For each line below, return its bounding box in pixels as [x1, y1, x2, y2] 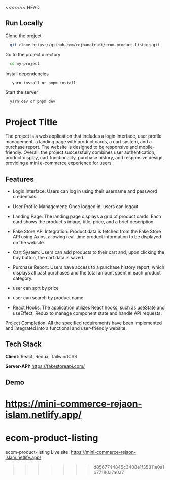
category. [12, 275, 33, 281]
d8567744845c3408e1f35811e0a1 [93, 464, 164, 470]
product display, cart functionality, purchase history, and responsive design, [5, 155, 164, 161]
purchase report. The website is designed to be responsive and [5, 144, 138, 150]
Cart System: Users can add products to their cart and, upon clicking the [12, 249, 165, 255]
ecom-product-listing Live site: [5, 449, 70, 455]
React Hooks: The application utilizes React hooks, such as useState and [12, 304, 165, 311]
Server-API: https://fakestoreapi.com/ [5, 363, 85, 369]
